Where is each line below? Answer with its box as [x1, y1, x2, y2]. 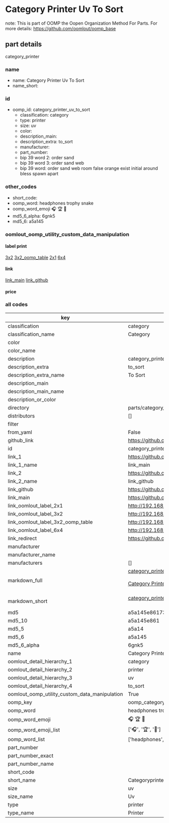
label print [5, 243, 27, 249]
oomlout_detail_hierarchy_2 [8, 666, 72, 673]
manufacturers [8, 559, 43, 566]
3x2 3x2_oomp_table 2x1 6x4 [5, 254, 66, 260]
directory [8, 404, 29, 411]
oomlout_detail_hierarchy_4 [8, 682, 72, 689]
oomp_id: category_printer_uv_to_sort [12, 107, 91, 113]
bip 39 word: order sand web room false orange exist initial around [20, 165, 158, 171]
